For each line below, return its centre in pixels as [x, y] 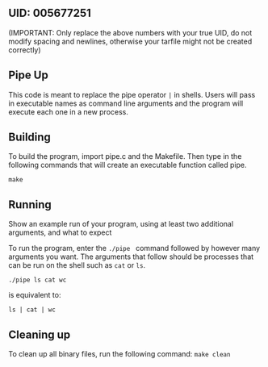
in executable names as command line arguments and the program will [126, 103]
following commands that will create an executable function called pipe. [128, 165]
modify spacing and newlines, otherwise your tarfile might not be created [130, 41]
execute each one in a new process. [69, 111]
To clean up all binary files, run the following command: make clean [119, 354]
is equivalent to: [35, 295]
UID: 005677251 [50, 13]
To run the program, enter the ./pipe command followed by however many [134, 248]
